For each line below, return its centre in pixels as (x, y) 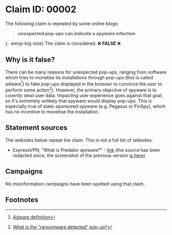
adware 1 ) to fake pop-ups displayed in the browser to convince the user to (84, 83)
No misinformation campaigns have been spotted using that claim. (75, 184)
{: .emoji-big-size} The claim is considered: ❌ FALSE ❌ (63, 43)
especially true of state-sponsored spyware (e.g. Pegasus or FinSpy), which (85, 106)
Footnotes (22, 200)
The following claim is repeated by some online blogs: (62, 24)
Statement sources (36, 128)
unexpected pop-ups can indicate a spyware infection (77, 33)
